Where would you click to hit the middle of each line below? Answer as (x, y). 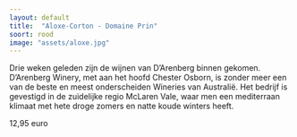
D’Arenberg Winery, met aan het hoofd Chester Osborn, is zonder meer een (148, 78)
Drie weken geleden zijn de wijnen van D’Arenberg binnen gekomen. (135, 68)
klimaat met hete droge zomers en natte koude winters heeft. (122, 106)
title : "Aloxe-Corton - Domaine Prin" (84, 26)
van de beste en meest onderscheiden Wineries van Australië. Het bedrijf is (148, 87)
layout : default (39, 17)
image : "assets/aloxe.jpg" (59, 43)
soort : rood (31, 34)
